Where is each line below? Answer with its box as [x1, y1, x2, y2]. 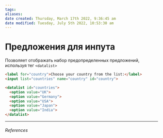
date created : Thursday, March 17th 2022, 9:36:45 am [5, 16, 116, 21]
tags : [5, 7, 16, 12]
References [5, 127, 28, 133]
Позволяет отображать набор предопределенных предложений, [5, 58, 140, 63]
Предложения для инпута [5, 42, 115, 52]
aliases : [5, 12, 23, 16]
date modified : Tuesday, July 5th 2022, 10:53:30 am [5, 20, 114, 26]
